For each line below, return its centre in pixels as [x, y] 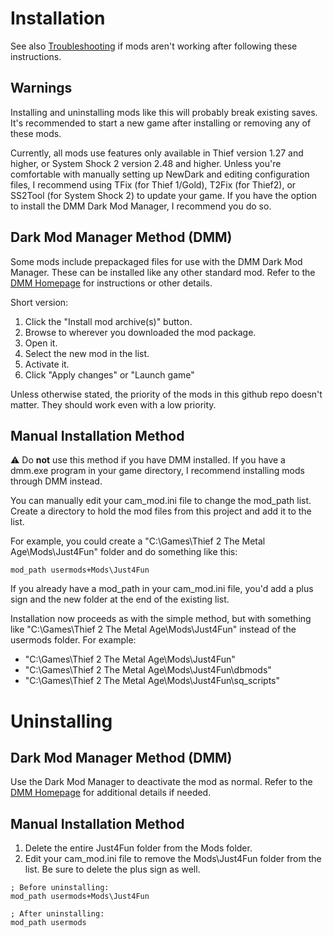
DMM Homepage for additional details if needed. [111, 793]
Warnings [41, 88]
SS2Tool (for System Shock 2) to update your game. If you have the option [164, 195]
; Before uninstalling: [60, 888]
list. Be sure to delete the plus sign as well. [112, 869]
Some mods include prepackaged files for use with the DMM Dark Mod [156, 261]
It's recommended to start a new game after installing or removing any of [161, 123]
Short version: [39, 302]
